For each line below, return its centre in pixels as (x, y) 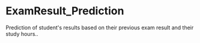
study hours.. (22, 33)
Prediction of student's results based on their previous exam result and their (100, 27)
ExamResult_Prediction (65, 11)
